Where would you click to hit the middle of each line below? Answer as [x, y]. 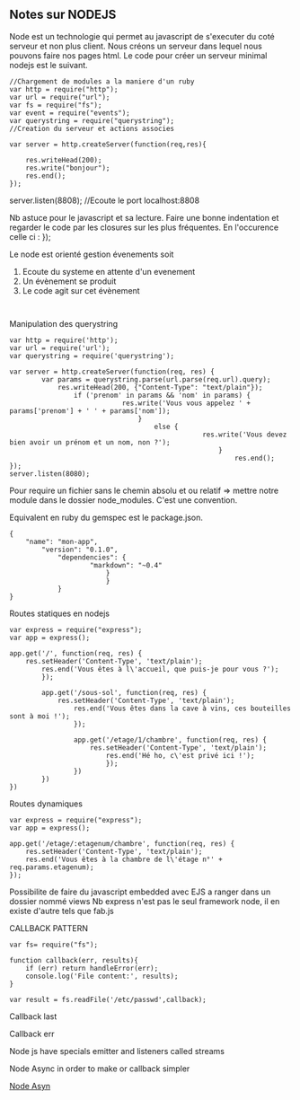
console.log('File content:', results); [102, 976]
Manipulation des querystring [64, 323]
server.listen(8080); [50, 474]
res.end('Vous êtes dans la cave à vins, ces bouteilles [182, 708]
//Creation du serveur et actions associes [92, 128]
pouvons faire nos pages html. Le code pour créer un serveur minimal [138, 55]
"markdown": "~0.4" [126, 565]
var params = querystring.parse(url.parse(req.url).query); [156, 379]
